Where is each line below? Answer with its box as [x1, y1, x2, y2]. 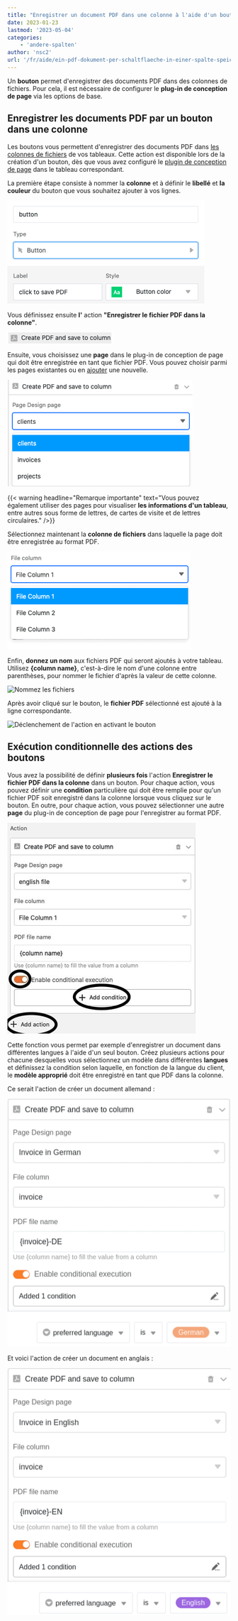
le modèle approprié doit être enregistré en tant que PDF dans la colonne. [7, 1071, 224, 1079]
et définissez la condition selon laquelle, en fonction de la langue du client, [7, 1063, 225, 1071]
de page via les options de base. [7, 92, 103, 100]
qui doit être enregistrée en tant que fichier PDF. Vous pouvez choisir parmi [7, 358, 228, 366]
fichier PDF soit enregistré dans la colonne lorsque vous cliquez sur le [7, 793, 211, 802]
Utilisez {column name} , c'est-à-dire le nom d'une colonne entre [7, 664, 197, 672]
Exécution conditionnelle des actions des [7, 741, 193, 753]
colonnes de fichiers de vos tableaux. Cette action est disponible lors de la [7, 150, 225, 158]
